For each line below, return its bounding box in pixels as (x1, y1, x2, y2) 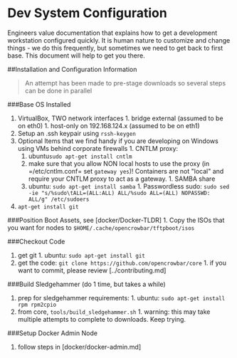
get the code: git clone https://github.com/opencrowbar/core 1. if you (17, 258, 226, 267)
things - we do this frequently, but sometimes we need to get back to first (7, 43, 223, 52)
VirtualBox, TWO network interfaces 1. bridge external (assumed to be (17, 114, 223, 122)
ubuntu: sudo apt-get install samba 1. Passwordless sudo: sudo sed (28, 181, 230, 190)
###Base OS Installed (7, 100, 71, 108)
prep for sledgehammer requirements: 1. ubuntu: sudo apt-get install (17, 293, 226, 302)
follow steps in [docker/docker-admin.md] (17, 342, 142, 351)
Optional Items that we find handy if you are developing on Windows (17, 137, 218, 145)
